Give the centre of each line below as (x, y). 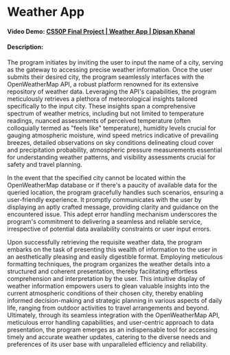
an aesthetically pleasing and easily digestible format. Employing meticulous (115, 256)
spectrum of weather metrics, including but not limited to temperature (106, 113)
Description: (25, 47)
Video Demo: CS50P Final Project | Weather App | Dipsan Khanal (101, 31)
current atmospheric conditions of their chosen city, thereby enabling (105, 293)
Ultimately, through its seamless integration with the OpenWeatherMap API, (114, 315)
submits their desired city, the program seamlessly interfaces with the (106, 77)
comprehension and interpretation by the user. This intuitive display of (106, 278)
